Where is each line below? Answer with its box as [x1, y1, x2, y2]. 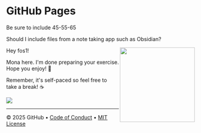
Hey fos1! [6, 47, 29, 54]
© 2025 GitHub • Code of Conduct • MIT [6, 113, 108, 120]
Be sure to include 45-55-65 [6, 24, 77, 31]
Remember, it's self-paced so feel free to [6, 76, 108, 83]
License [6, 120, 26, 127]
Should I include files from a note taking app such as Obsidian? [6, 35, 162, 42]
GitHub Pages [6, 4, 76, 18]
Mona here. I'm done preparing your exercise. [6, 58, 119, 66]
